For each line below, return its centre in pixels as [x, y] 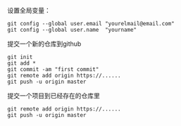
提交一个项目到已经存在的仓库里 [54, 96]
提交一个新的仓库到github [44, 44]
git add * [22, 63]
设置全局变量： [29, 10]
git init [20, 57]
